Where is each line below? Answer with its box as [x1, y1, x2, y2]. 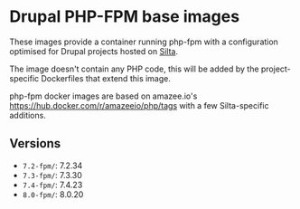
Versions [9, 136, 61, 151]
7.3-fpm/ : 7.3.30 [22, 169, 83, 180]
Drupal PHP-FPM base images [9, 6, 240, 27]
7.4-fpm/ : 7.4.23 [22, 179, 83, 190]
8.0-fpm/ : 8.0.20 [22, 188, 84, 200]
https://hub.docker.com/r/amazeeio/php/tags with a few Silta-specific [9, 100, 269, 110]
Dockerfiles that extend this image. [41, 72, 172, 83]
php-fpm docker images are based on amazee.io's [9, 90, 198, 101]
